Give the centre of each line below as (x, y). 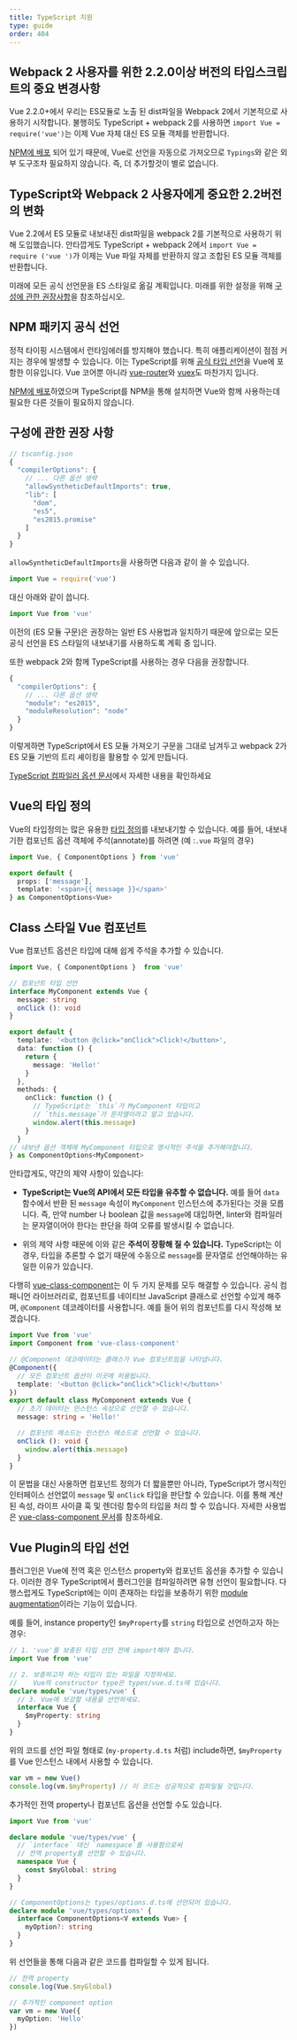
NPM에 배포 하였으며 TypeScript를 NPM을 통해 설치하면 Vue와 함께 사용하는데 (145, 391)
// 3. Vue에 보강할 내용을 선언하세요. (79, 1699)
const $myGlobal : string (71, 1870)
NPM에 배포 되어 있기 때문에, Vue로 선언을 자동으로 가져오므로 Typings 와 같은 (144, 152)
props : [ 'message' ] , (55, 881)
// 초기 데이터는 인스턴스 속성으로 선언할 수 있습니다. (103, 1409)
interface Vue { (47, 1708)
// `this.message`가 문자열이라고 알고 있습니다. (114, 1114)
